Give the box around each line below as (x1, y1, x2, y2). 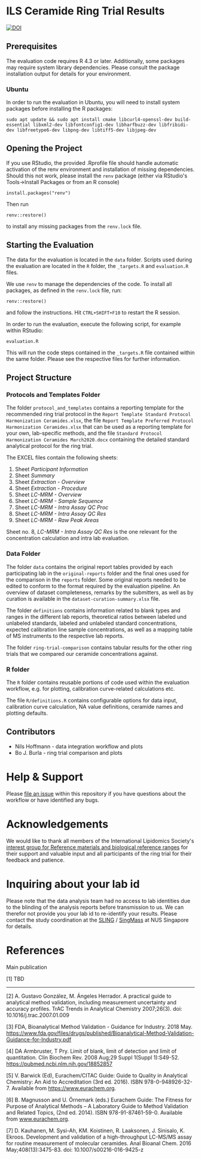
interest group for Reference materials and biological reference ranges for (6, 844, 188, 851)
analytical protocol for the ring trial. (6, 442, 93, 450)
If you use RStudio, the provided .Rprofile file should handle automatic (6, 159, 179, 166)
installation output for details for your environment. (6, 70, 132, 77)
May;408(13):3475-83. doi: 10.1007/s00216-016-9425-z (6, 1146, 144, 1153)
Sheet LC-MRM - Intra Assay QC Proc (14, 504, 109, 511)
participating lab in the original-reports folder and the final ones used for (6, 570, 190, 577)
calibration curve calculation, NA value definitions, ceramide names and (6, 703, 184, 710)
